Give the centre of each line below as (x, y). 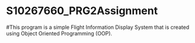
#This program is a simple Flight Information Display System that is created (98, 27)
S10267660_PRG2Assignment (82, 11)
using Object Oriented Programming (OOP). (59, 33)
